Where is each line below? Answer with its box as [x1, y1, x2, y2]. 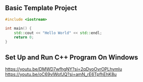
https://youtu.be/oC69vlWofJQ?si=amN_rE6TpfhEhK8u [5, 71, 117, 77]
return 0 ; [14, 35, 34, 40]
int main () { [5, 26, 32, 31]
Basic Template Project [5, 4, 77, 12]
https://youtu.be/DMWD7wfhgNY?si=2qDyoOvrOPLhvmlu [5, 66, 122, 72]
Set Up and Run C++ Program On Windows [5, 53, 139, 61]
